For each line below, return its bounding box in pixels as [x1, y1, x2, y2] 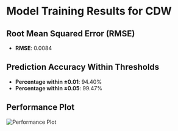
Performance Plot [6, 102, 75, 113]
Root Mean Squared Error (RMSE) [6, 29, 135, 39]
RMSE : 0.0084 [15, 44, 52, 52]
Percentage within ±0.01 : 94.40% [15, 78, 102, 86]
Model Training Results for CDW [6, 4, 172, 18]
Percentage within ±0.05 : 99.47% [15, 84, 102, 92]
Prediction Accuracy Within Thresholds [6, 62, 160, 72]
